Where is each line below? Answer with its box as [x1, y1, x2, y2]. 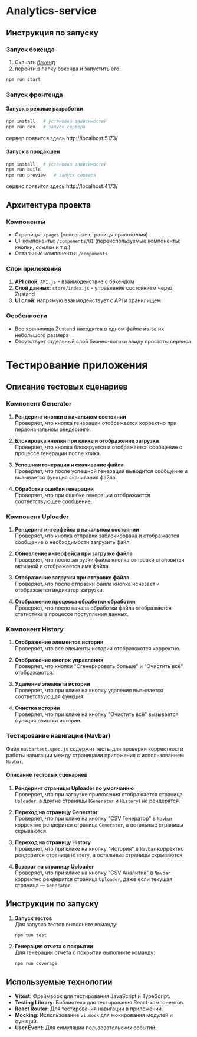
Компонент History [6, 625, 64, 633]
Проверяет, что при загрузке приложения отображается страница [14, 790, 183, 798]
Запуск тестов [14, 915, 52, 922]
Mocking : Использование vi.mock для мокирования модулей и [14, 1012, 173, 1019]
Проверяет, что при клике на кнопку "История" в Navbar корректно [14, 845, 184, 852]
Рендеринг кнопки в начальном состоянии [14, 413, 127, 420]
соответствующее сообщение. [14, 498, 93, 505]
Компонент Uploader [6, 513, 69, 521]
